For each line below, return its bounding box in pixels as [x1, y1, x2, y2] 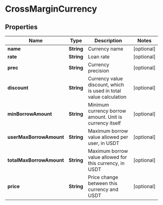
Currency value [88, 75, 123, 82]
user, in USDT [88, 140, 120, 147]
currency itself [88, 120, 121, 126]
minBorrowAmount [7, 111, 52, 117]
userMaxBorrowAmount [7, 134, 65, 140]
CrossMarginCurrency [5, 3, 98, 15]
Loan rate [88, 54, 110, 60]
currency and [88, 186, 119, 193]
